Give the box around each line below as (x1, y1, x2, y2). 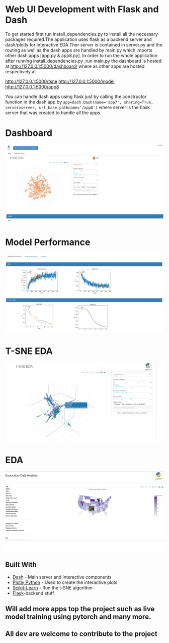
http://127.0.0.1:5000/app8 (5, 83, 59, 89)
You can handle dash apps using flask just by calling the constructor (5, 93, 147, 100)
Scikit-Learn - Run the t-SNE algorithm (12, 584, 93, 590)
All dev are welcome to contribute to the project (5, 630, 157, 638)
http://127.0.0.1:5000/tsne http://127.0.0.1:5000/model (5, 78, 115, 84)
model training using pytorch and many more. (5, 612, 151, 621)
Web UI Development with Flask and (5, 4, 159, 15)
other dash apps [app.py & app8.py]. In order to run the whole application (5, 52, 157, 59)
